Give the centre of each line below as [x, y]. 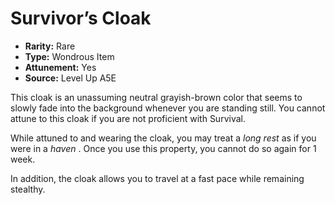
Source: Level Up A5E [70, 78]
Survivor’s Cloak [81, 18]
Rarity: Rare [50, 46]
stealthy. [28, 189]
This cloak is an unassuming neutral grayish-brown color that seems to [156, 97]
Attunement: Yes [60, 67]
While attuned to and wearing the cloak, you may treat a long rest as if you [163, 138]
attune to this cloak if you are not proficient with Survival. [128, 118]
